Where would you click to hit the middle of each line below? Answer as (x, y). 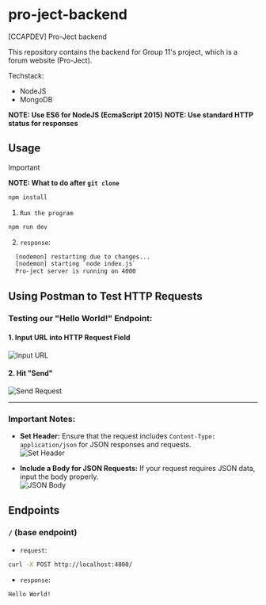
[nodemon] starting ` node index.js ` (76, 264)
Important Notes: (42, 419)
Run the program (46, 213)
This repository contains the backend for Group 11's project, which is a (123, 52)
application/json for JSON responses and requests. (105, 445)
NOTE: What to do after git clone (64, 182)
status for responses (43, 123)
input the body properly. (59, 477)
